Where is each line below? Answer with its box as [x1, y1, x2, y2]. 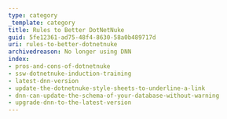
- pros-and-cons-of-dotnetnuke [8, 63, 111, 70]
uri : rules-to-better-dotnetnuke [8, 41, 118, 49]
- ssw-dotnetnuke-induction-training [8, 70, 132, 78]
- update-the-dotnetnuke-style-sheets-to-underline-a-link [8, 84, 206, 92]
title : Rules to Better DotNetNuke [8, 26, 125, 34]
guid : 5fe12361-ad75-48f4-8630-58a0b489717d [8, 33, 156, 41]
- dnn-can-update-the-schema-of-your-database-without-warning [8, 92, 220, 99]
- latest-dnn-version [8, 77, 79, 85]
